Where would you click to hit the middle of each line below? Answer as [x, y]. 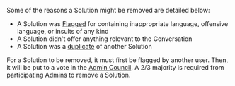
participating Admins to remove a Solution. [69, 75]
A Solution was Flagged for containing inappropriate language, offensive [122, 24]
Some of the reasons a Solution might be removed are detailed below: [108, 10]
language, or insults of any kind [63, 31]
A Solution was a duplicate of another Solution [85, 46]
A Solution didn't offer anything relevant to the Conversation [104, 39]
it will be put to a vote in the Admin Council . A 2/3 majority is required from [115, 67]
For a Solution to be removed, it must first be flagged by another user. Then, [117, 60]
